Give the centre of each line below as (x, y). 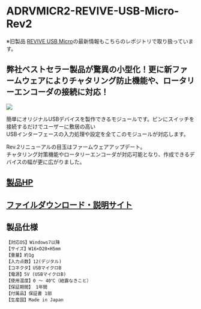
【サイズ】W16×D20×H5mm (34, 249)
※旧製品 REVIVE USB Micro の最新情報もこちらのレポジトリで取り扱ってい (97, 41)
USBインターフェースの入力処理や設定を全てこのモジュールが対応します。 (97, 134)
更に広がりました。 (61, 162)
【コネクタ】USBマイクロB (34, 268)
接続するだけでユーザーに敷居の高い (51, 126)
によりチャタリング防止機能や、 (104, 81)
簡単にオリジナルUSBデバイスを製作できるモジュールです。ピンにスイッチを (100, 119)
